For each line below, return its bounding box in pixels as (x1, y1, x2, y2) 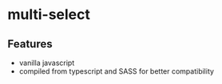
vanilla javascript (18, 58, 75, 67)
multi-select (7, 6, 91, 24)
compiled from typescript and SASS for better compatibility (18, 67, 215, 76)
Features (7, 37, 53, 51)
